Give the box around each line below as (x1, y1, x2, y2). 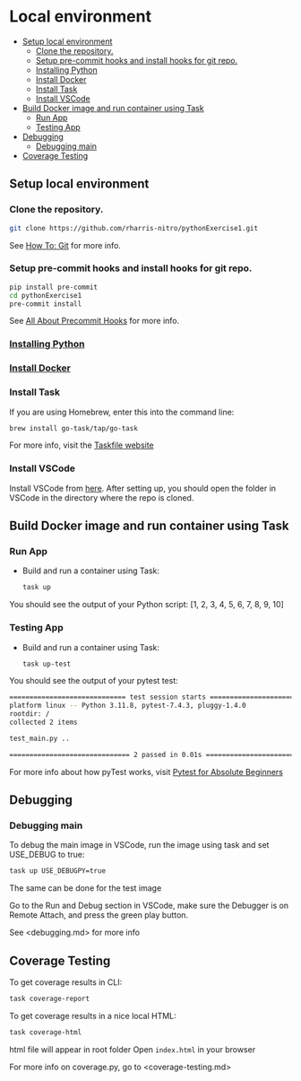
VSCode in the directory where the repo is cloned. (9, 492, 194, 503)
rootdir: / (9, 710, 50, 719)
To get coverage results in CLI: (9, 977, 123, 988)
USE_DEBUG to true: (9, 850, 85, 860)
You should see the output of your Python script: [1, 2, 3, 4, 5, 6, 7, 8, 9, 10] (9, 599, 284, 610)
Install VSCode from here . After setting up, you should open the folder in (9, 483, 276, 493)
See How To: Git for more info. (9, 240, 121, 250)
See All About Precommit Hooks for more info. (9, 316, 180, 327)
